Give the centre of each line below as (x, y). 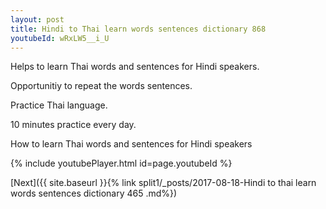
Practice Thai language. (59, 105)
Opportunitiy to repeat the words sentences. (101, 86)
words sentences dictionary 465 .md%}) (94, 193)
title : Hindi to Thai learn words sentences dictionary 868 (138, 29)
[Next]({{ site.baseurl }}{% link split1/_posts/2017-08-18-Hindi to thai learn (163, 183)
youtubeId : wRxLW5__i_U (60, 38)
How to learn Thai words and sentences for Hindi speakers (131, 144)
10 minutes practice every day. (73, 125)
